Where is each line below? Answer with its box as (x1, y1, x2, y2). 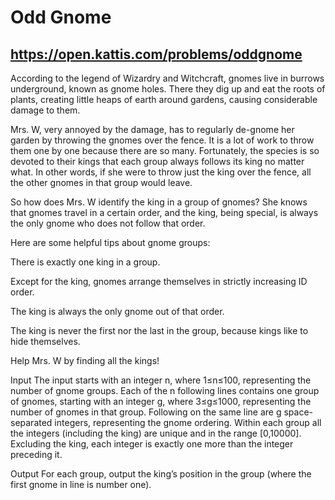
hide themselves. (10, 336, 81, 347)
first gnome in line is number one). (10, 479, 152, 490)
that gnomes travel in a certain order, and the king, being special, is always (10, 207, 319, 218)
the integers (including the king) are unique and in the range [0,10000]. (10, 427, 302, 439)
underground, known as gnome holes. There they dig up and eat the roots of (10, 83, 326, 95)
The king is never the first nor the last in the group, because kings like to (10, 325, 309, 336)
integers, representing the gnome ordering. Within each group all (54, 417, 322, 428)
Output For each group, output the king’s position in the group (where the (10, 468, 312, 480)
